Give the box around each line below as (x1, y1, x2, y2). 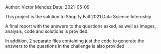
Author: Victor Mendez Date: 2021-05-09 (5, 4, 90, 10)
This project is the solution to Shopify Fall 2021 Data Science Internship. (5, 14, 153, 19)
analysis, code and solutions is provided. (5, 28, 89, 34)
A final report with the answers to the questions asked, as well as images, (5, 23, 156, 29)
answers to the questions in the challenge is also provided (5, 43, 125, 49)
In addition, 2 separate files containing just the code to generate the (5, 38, 145, 44)
